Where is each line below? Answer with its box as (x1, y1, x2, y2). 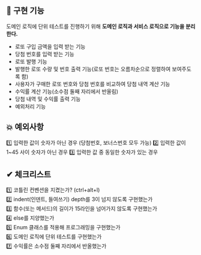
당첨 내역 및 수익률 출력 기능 (14, 95, 81, 102)
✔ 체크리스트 (6, 169, 52, 180)
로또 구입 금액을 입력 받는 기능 (14, 42, 86, 50)
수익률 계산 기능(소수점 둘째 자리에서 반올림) (14, 87, 119, 95)
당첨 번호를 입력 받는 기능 (14, 50, 75, 57)
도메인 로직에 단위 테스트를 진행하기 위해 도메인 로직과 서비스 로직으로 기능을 (6, 23, 185, 30)
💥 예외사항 (6, 122, 44, 132)
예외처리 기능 (14, 102, 46, 110)
